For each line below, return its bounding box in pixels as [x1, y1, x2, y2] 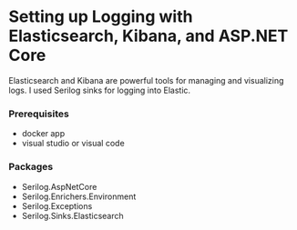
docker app [21, 128, 66, 139]
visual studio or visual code [21, 138, 125, 149]
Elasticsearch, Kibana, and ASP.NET [8, 25, 289, 46]
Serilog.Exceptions [21, 200, 93, 211]
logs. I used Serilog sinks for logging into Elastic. [8, 85, 191, 95]
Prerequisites [8, 107, 69, 120]
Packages [8, 161, 54, 174]
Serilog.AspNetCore [21, 181, 97, 192]
